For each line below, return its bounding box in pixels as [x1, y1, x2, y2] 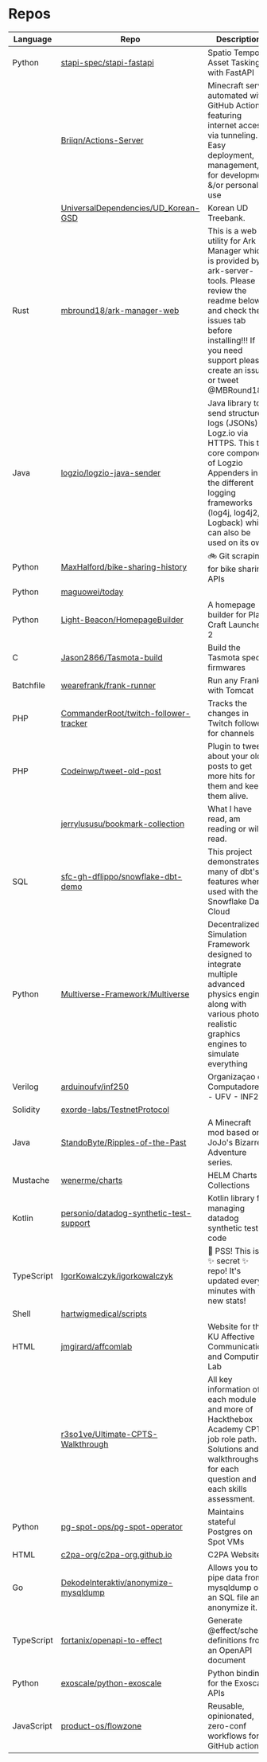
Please [230, 275, 256, 286]
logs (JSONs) [207, 417, 258, 429]
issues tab [207, 315, 246, 326]
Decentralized [207, 918, 261, 930]
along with [207, 998, 247, 1009]
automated [207, 89, 248, 100]
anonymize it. [207, 1602, 258, 1613]
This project [207, 846, 253, 857]
